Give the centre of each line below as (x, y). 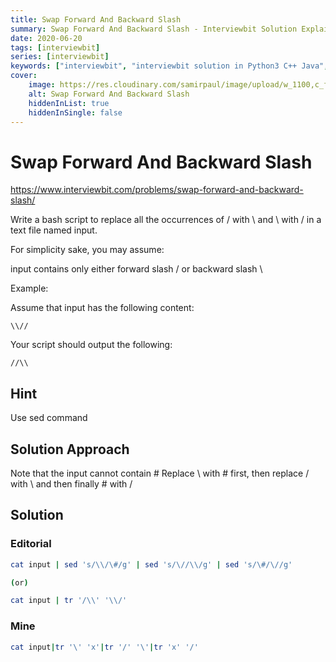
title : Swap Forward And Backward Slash (96, 19)
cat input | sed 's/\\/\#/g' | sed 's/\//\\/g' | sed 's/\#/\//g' (151, 564)
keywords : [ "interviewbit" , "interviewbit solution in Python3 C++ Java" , (169, 66)
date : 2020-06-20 (46, 38)
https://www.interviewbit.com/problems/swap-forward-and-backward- (157, 190)
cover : (24, 76)
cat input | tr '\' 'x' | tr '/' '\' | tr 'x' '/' (104, 647)
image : (42, 85)
